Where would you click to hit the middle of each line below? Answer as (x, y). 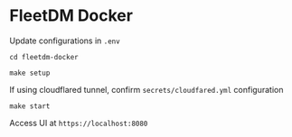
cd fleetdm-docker (44, 57)
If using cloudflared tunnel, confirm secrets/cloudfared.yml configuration (146, 89)
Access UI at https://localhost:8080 (79, 123)
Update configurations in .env (65, 41)
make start (30, 106)
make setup (30, 73)
